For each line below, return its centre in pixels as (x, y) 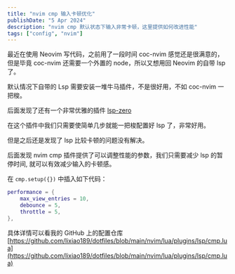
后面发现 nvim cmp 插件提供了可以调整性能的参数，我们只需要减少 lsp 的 (112, 155)
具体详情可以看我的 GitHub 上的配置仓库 (65, 233)
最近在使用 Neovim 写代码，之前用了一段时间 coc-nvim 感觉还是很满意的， (115, 54)
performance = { (31, 193)
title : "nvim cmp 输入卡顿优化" (52, 14)
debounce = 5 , (40, 205)
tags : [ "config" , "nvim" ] (45, 33)
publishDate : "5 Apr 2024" (47, 20)
